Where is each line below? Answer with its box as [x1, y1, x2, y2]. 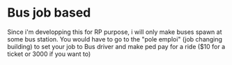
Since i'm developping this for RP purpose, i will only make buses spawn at [7, 28, 222, 36]
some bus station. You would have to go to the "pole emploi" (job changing [7, 35, 223, 43]
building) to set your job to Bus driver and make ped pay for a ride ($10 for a [7, 42, 226, 50]
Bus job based [7, 5, 91, 21]
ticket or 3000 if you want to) [7, 50, 91, 58]
